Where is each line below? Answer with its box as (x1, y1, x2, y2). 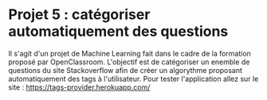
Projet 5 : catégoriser (8, 6, 151, 24)
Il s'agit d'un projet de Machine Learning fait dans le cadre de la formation (8, 48, 251, 58)
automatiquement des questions (8, 22, 229, 40)
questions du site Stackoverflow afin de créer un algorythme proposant (8, 65, 243, 75)
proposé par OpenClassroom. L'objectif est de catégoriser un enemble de (8, 57, 250, 67)
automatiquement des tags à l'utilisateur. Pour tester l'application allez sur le (8, 74, 259, 83)
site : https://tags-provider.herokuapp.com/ (8, 82, 151, 92)
